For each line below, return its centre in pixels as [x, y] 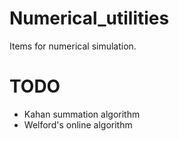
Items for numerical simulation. [73, 46]
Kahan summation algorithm [82, 114]
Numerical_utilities [89, 18]
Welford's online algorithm [78, 124]
